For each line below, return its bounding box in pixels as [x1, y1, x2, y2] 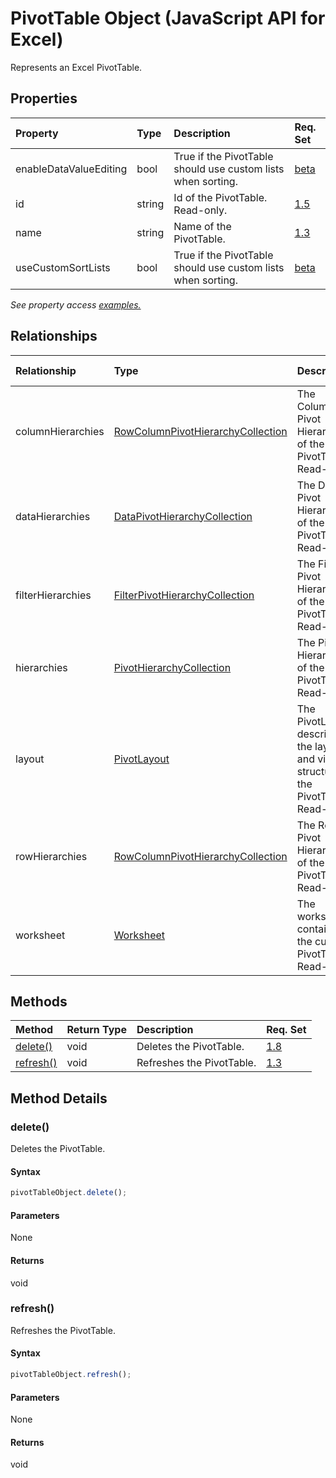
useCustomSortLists [15, 260, 111, 274]
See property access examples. [10, 298, 142, 311]
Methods [10, 993, 68, 1010]
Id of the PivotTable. [173, 190, 268, 204]
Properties [10, 90, 78, 107]
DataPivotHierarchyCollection [113, 509, 253, 523]
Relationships [10, 328, 98, 345]
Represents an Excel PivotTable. [10, 61, 143, 73]
